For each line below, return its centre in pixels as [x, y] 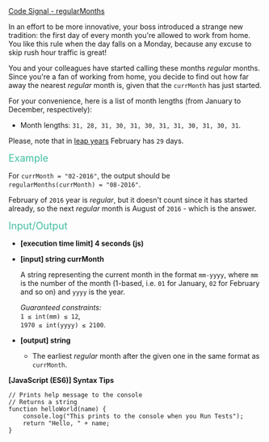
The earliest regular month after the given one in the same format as [146, 356]
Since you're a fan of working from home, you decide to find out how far [128, 77]
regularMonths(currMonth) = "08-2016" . [75, 184]
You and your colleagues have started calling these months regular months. [134, 68]
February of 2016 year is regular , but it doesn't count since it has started [128, 200]
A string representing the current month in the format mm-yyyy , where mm [139, 275]
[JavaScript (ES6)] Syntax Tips [61, 380]
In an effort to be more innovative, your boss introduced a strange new [126, 27]
